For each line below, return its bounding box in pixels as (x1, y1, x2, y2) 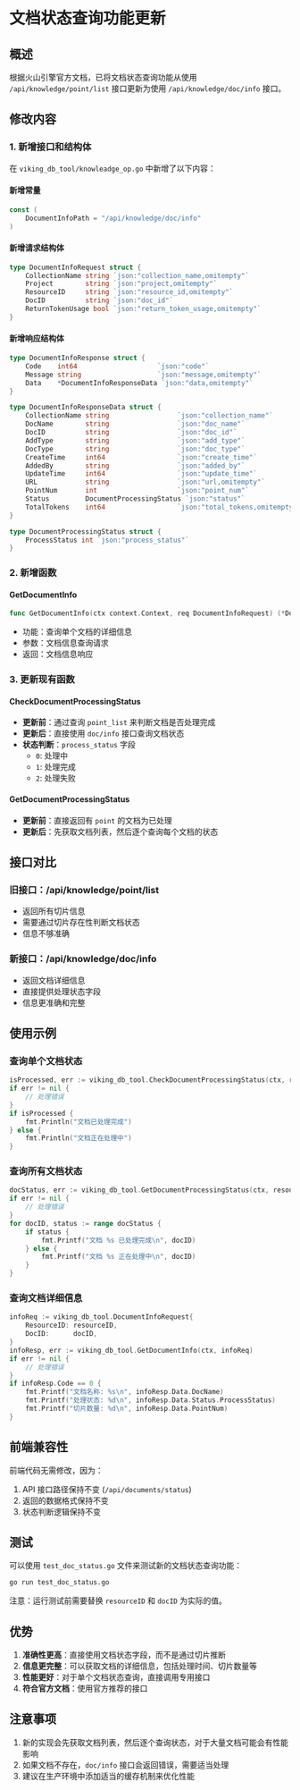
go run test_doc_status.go (9, 1578, 110, 1587)
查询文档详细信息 (9, 1292, 83, 1305)
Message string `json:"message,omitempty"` (25, 370, 262, 379)
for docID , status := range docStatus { (9, 1219, 162, 1228)
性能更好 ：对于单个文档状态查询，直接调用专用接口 (21, 1672, 211, 1683)
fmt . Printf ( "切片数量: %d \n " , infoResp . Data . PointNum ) (25, 1405, 229, 1414)
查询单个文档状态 (9, 1054, 83, 1067)
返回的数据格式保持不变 (21, 1495, 109, 1506)
